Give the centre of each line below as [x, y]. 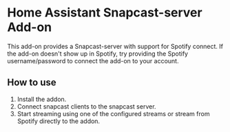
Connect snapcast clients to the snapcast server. [86, 106]
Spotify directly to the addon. [59, 121]
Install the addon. [42, 99]
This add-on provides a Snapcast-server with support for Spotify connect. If [115, 46]
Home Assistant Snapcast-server [105, 13]
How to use [32, 83]
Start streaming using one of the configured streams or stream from [113, 113]
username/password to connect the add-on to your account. [93, 60]
